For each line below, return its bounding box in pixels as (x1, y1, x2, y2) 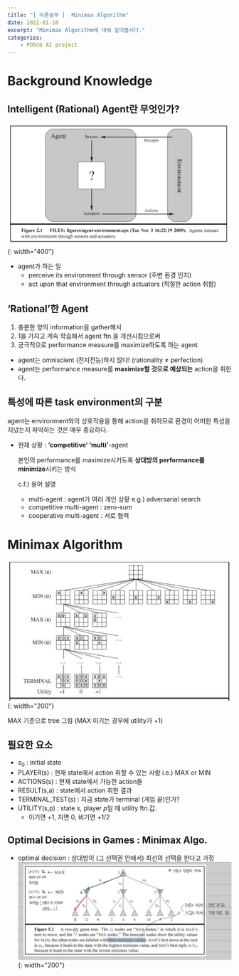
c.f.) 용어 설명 (17, 479, 56, 488)
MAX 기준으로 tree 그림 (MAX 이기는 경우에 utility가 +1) (7, 716, 164, 725)
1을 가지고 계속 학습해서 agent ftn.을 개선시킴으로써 (17, 331, 161, 341)
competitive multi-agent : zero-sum (28, 502, 133, 511)
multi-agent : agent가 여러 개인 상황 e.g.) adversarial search (28, 494, 201, 503)
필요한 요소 (7, 738, 53, 750)
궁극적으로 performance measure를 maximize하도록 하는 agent (17, 341, 198, 349)
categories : (7, 34, 43, 41)
